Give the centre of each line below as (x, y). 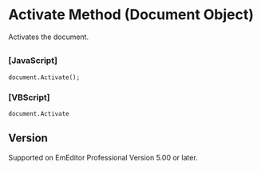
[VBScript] (29, 97)
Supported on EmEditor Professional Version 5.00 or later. (103, 157)
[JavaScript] (33, 61)
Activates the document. (49, 37)
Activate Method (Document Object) (131, 15)
